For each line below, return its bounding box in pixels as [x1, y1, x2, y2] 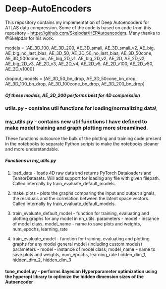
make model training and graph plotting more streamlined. [5, 124, 148, 131]
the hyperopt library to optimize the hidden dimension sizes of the [5, 274, 144, 280]
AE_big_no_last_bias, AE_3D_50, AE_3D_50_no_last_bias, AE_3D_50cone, [5, 50, 153, 56]
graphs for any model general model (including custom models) [12, 241, 143, 247]
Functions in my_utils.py [5, 157, 56, 163]
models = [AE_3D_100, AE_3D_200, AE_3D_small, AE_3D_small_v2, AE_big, [5, 45, 155, 51]
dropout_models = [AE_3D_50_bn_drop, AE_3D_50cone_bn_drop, [5, 75, 137, 81]
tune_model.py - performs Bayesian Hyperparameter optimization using [5, 268, 158, 274]
